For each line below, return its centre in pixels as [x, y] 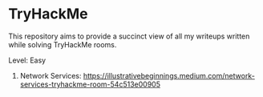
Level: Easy [27, 60]
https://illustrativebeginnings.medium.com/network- [169, 75]
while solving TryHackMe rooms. [63, 44]
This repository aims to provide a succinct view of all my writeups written [129, 36]
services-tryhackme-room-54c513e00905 [90, 84]
